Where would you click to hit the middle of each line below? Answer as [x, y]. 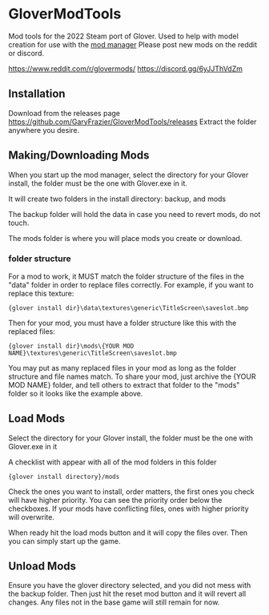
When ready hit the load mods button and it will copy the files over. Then [128, 533]
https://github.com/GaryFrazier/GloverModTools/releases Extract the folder [132, 122]
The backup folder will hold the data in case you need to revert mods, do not [134, 214]
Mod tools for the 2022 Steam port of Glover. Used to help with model [123, 36]
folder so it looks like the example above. [76, 393]
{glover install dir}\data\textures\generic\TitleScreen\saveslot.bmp [128, 308]
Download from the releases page [64, 113]
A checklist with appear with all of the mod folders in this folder [112, 462]
